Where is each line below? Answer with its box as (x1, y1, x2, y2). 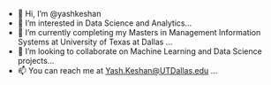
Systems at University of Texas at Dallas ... (17, 36, 173, 47)
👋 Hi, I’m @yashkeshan (17, 9, 102, 19)
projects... (17, 56, 55, 66)
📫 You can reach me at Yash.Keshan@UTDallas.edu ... (17, 66, 218, 75)
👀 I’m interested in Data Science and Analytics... (17, 18, 192, 28)
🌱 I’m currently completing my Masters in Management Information (17, 27, 261, 37)
